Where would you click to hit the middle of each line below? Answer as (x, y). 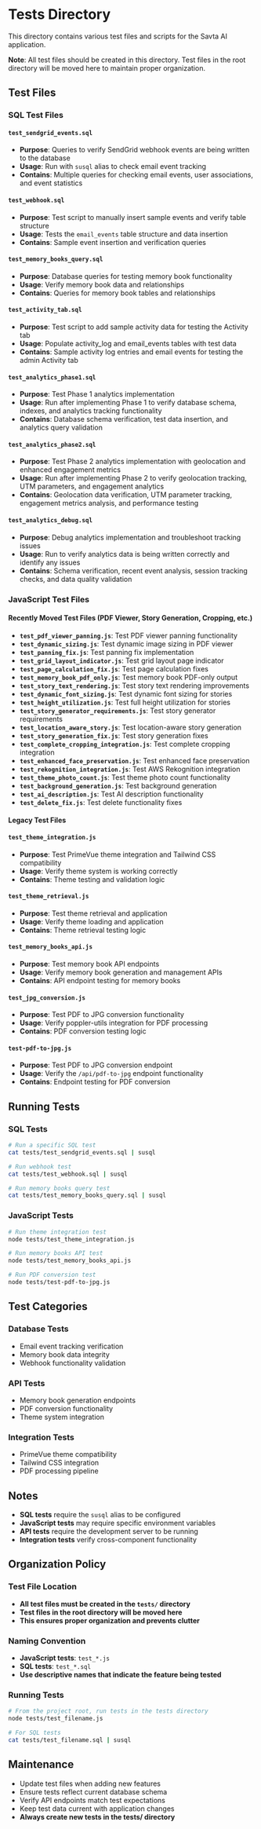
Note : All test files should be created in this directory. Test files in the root (127, 60)
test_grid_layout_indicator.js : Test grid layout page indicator (122, 660)
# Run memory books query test (59, 1188)
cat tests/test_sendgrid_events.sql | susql (82, 1152)
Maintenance (41, 1765)
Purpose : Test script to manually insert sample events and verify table (133, 217)
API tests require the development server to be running (109, 1531)
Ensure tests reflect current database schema (93, 1791)
